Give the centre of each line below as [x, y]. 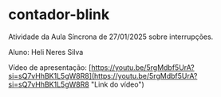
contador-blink [59, 15]
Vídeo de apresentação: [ [50, 67]
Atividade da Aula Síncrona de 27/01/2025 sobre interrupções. [111, 37]
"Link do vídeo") [118, 84]
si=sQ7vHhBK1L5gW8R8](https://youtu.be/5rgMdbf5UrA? [103, 76]
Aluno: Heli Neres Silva [46, 52]
